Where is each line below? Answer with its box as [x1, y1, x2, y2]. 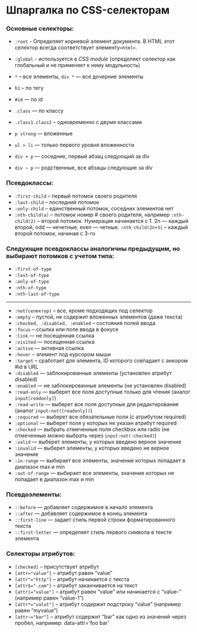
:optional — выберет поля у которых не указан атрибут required [14, 420, 177, 427]
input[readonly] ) [14, 394, 57, 402]
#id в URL [14, 363, 39, 370]
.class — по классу [14, 107, 64, 115]
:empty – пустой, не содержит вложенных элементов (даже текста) [14, 313, 183, 320]
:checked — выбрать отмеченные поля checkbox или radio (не [14, 426, 170, 433]
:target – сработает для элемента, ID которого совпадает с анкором [14, 357, 188, 365]
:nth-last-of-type [14, 292, 60, 297]
